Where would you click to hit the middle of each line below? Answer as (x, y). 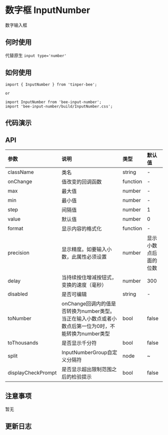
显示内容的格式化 (82, 228)
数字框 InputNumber (48, 10)
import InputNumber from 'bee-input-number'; (53, 102)
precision (19, 252)
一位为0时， (96, 326)
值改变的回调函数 (82, 181)
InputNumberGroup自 (87, 352)
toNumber (19, 318)
